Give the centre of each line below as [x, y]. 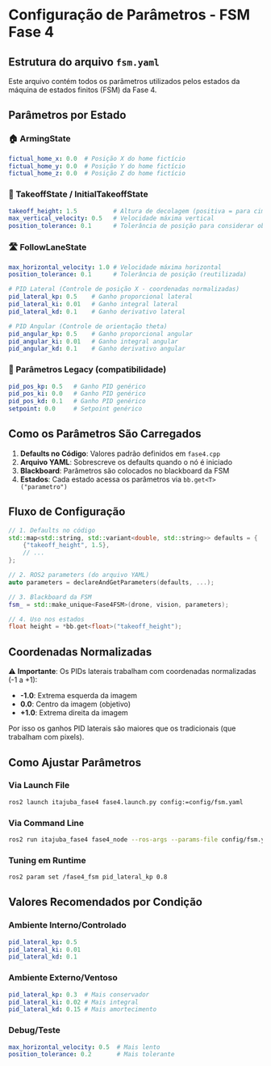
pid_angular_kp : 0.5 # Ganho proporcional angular [101, 334]
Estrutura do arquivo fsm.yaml [84, 62]
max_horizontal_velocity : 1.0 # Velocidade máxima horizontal [115, 267]
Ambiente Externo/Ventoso [63, 978]
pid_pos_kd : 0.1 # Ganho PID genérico [77, 402]
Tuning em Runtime [47, 860]
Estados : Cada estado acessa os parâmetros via [101, 479]
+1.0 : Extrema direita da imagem [74, 713]
